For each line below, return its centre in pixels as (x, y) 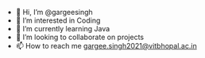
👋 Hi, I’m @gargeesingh (54, 12)
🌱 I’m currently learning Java (63, 29)
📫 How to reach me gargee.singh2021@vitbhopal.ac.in (106, 46)
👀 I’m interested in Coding (58, 20)
